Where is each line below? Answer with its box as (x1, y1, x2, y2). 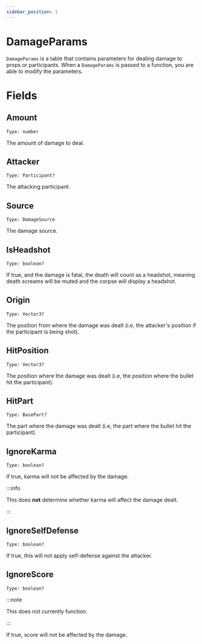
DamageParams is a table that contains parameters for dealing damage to (6, 55, 183, 62)
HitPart (6, 396, 34, 406)
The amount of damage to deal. (6, 139, 84, 147)
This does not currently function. (6, 607, 88, 615)
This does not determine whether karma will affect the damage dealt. (6, 496, 178, 504)
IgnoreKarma (6, 446, 57, 456)
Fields (6, 89, 37, 103)
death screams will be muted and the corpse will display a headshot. (6, 278, 177, 285)
